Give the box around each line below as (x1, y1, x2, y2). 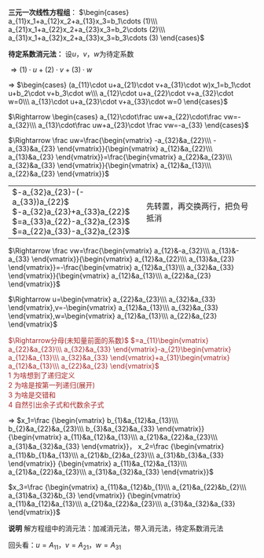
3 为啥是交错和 (8, 390, 57, 399)
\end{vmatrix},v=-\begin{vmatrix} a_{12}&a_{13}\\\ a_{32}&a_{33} (8, 303, 218, 312)
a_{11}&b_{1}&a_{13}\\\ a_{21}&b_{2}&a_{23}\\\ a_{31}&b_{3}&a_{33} (8, 450, 224, 460)
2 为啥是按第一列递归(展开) (8, 381, 96, 389)
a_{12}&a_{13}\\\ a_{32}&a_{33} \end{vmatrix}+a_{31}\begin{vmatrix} (8, 353, 230, 362)
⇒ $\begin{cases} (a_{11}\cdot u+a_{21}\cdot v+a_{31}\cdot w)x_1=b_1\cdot (8, 80, 251, 89)
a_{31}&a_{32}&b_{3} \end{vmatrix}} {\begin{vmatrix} (8, 491, 181, 500)
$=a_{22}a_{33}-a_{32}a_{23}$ (12, 226, 130, 236)
